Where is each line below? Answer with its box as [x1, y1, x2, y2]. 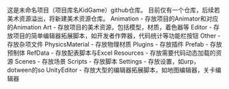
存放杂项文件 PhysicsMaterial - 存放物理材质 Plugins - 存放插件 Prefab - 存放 [7, 40, 222, 48]
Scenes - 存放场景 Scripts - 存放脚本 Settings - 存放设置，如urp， [14, 58, 200, 65]
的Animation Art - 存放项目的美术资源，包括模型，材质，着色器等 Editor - [7, 23, 212, 31]
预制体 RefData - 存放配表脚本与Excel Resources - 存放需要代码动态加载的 [7, 49, 217, 57]
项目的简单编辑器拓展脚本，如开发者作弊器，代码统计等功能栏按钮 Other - [12, 31, 221, 40]
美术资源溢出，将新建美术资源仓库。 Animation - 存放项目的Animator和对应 [7, 14, 219, 23]
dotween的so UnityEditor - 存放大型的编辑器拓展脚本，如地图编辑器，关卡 [7, 66, 215, 74]
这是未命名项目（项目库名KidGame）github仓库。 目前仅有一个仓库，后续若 [7, 6, 220, 14]
